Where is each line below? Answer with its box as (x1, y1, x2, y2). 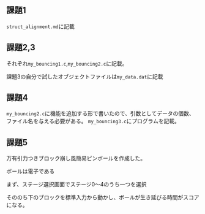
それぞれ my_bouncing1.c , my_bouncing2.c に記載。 (6, 59, 128, 67)
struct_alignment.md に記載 (6, 23, 75, 30)
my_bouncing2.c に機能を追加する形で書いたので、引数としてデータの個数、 (6, 110, 195, 117)
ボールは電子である (6, 167, 55, 175)
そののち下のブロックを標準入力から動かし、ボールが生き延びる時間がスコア (6, 194, 199, 201)
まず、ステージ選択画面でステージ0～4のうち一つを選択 (6, 181, 147, 188)
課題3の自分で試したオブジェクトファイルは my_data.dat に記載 (6, 72, 163, 80)
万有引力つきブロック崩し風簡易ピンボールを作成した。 (6, 155, 146, 162)
